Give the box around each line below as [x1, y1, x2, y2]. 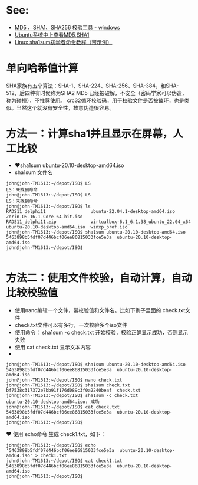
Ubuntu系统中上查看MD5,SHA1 [14, 31, 90, 38]
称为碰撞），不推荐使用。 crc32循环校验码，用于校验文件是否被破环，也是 [6, 97, 184, 104]
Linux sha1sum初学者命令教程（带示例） [14, 38, 113, 45]
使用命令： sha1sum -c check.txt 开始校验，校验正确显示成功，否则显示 [14, 329, 189, 336]
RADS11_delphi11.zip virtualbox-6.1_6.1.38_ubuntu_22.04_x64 [6, 219, 192, 225]
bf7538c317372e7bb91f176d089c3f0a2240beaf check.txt [6, 387, 141, 393]
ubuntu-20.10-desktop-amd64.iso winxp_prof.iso [6, 224, 128, 230]
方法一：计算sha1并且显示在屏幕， [6, 127, 173, 140]
